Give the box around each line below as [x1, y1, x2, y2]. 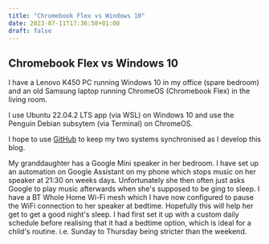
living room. [8, 95, 47, 104]
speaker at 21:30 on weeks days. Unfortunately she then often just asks [8, 176, 245, 185]
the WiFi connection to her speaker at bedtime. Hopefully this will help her [8, 201, 254, 211]
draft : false [8, 26, 52, 35]
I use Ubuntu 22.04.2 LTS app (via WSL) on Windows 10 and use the [8, 110, 234, 120]
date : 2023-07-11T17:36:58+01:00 [8, 19, 120, 27]
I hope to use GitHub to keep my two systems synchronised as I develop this [8, 134, 262, 144]
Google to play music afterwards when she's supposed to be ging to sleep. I [8, 184, 260, 193]
